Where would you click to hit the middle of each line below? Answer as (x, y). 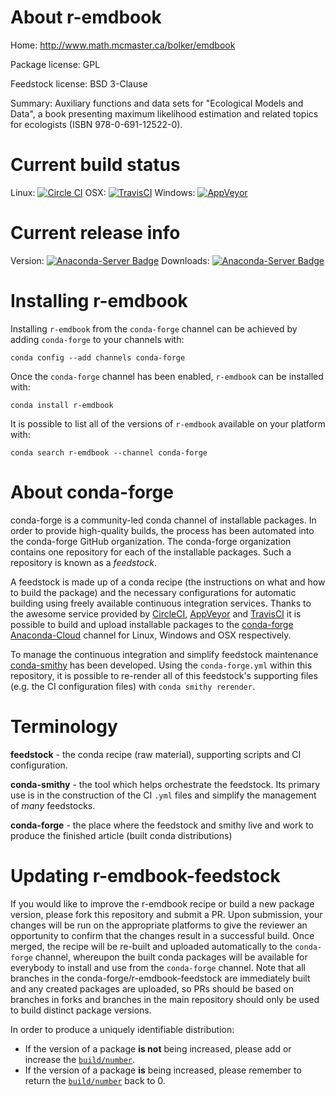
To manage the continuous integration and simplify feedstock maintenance (164, 654)
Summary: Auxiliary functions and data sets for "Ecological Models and (157, 103)
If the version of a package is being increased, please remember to (163, 1070)
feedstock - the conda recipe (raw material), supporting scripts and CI (156, 754)
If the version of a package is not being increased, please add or (158, 1048)
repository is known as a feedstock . (84, 562)
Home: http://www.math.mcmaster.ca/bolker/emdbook (123, 45)
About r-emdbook (86, 17)
